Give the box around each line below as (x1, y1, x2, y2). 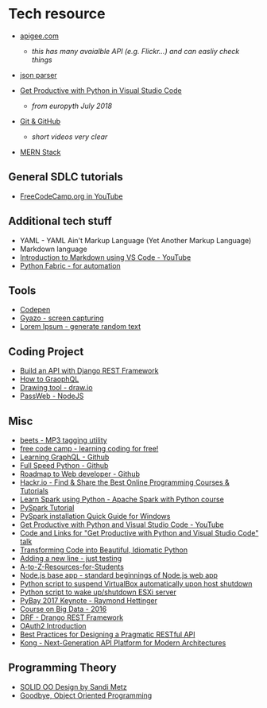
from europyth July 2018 (31, 101, 113, 110)
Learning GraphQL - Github (19, 452, 110, 462)
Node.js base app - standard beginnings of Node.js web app (19, 571, 219, 580)
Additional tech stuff (8, 215, 113, 228)
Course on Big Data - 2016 (19, 605, 107, 613)
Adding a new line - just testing (19, 554, 122, 563)
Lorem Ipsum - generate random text (19, 322, 141, 331)
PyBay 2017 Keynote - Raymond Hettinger (19, 596, 157, 605)
